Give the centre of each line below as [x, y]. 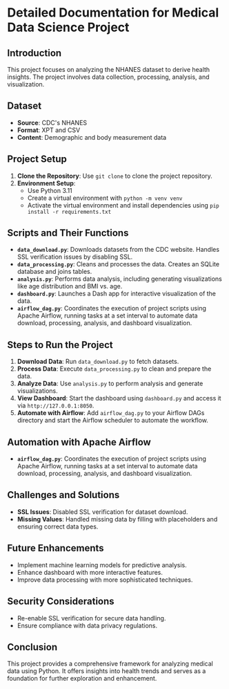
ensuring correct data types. [58, 526]
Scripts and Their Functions [68, 233]
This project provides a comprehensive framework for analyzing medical [110, 664]
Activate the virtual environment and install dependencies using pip [123, 205]
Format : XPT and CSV [49, 130]
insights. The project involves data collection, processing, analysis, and [108, 77]
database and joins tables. [54, 272]
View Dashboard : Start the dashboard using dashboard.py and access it [119, 398]
